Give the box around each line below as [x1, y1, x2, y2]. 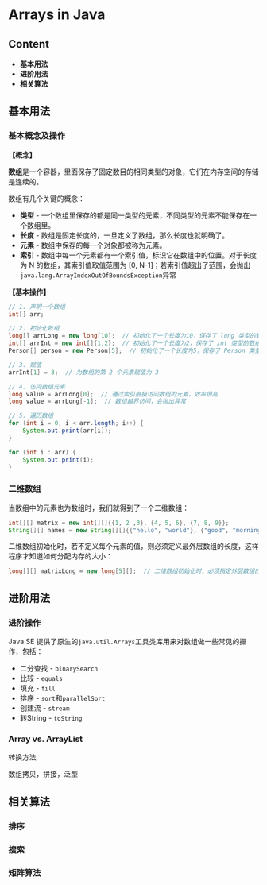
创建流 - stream [19, 703, 70, 713]
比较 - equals [19, 674, 64, 683]
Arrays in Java [8, 6, 106, 24]
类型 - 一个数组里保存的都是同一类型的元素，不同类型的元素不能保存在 [19, 211, 250, 220]
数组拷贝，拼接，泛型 [8, 769, 78, 779]
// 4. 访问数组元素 [8, 383, 66, 391]
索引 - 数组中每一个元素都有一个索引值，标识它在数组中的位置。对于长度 [19, 250, 257, 260]
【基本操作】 [8, 287, 50, 296]
